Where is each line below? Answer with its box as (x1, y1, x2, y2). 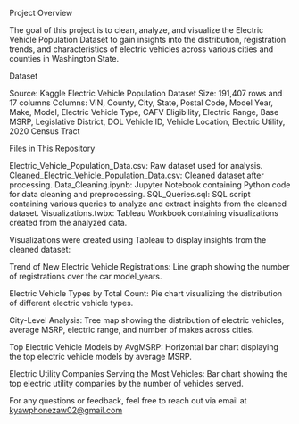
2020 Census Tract (9, 126, 80, 137)
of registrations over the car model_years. (9, 271, 162, 281)
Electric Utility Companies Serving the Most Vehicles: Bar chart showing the (9, 369, 288, 378)
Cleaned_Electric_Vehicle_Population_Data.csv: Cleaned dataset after (9, 170, 265, 180)
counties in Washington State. (9, 54, 120, 63)
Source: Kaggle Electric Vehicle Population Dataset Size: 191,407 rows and (9, 88, 283, 98)
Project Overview (9, 8, 73, 18)
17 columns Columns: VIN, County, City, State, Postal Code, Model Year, (9, 97, 274, 108)
